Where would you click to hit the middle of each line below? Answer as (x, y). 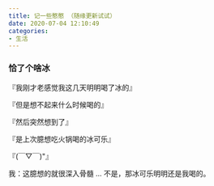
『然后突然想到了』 (41, 121)
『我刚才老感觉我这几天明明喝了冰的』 (72, 87)
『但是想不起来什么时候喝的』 (58, 104)
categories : (28, 31)
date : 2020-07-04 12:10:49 (54, 23)
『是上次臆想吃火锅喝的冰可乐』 (62, 139)
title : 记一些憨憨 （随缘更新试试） (62, 16)
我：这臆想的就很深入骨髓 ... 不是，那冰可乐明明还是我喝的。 (109, 173)
